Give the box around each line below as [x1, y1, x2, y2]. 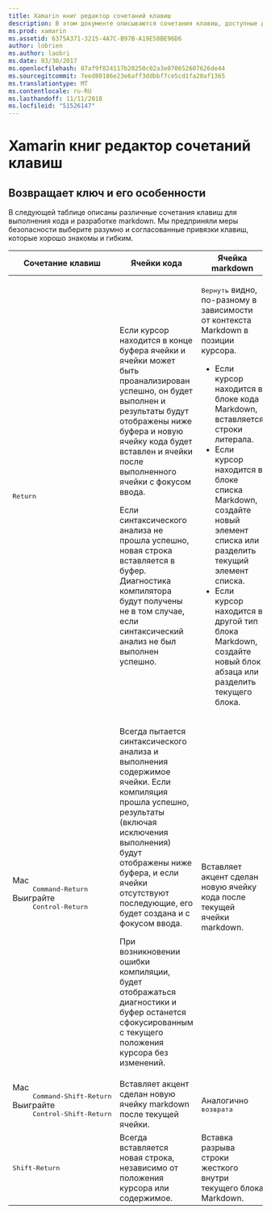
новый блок [215, 656, 261, 668]
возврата [201, 1105, 234, 1114]
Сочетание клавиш [23, 258, 101, 269]
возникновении [119, 946, 181, 958]
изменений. [119, 1057, 165, 1069]
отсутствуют [119, 887, 169, 899]
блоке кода [215, 394, 260, 405]
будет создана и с [119, 908, 190, 919]
